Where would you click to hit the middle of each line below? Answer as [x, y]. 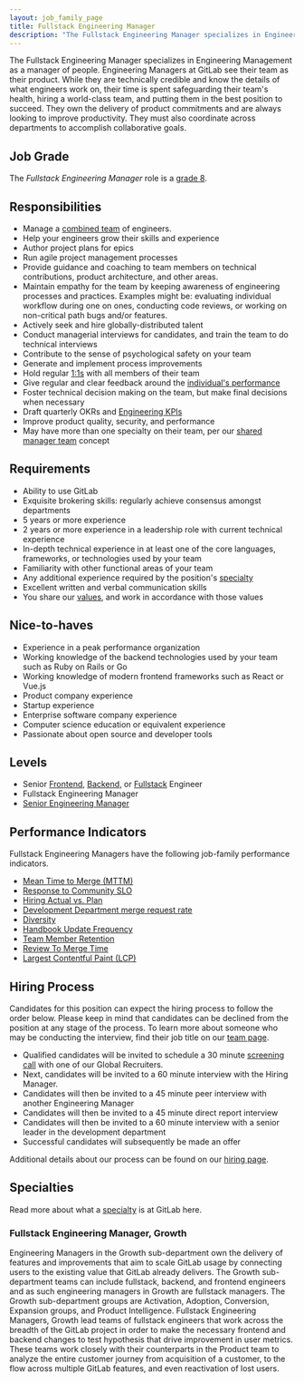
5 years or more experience [74, 520]
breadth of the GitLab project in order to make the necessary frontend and [148, 1330]
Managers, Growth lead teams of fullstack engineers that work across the [147, 1320]
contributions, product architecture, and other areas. [120, 277]
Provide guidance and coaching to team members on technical [139, 267]
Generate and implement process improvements [112, 363]
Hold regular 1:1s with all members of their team [111, 373]
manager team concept [66, 440]
